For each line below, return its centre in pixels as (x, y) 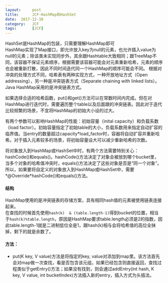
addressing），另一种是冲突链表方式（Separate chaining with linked (74, 81)
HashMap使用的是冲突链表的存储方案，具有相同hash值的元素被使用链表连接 (83, 200)
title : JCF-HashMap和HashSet (41, 15)
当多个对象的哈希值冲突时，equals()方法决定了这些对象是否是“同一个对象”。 (83, 163)
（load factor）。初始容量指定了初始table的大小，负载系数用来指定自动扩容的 (84, 127)
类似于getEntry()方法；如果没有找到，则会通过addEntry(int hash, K (85, 268)
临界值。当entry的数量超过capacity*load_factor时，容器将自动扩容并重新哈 (82, 134)
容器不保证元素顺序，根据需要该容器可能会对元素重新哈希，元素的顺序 (90, 62)
